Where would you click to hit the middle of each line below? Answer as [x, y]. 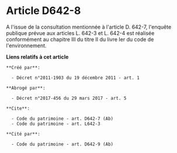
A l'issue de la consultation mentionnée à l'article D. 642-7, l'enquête [89, 27]
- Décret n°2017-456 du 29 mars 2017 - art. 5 [69, 98]
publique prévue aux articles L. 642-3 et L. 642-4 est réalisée [80, 33]
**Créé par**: [23, 67]
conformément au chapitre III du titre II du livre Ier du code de [80, 39]
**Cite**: [18, 108]
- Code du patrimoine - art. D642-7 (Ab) [63, 119]
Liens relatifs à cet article [37, 57]
